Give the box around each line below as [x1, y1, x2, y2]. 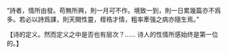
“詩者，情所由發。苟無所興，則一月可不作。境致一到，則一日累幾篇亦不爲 [6, 6, 222, 14]
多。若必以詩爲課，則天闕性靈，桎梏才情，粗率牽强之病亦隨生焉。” [6, 15, 200, 23]
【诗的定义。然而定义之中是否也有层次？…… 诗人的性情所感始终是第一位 [6, 31, 219, 38]
